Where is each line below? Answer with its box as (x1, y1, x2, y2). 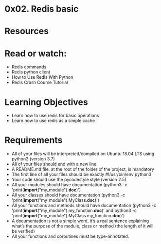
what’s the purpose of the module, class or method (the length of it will (11, 223, 154, 229)
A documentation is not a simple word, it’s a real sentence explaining (11, 218, 149, 224)
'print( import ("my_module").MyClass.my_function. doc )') (11, 213, 125, 219)
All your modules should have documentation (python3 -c (11, 182, 127, 188)
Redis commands (11, 64, 47, 70)
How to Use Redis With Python (11, 74, 73, 80)
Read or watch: (4, 48, 67, 59)
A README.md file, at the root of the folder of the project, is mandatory (11, 166, 154, 172)
